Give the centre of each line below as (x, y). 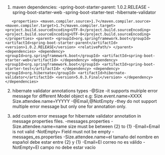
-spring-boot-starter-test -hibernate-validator (110, 12)
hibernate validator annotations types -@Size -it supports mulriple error (85, 91)
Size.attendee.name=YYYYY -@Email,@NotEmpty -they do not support (84, 101)
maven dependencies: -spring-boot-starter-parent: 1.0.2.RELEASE (79, 7)
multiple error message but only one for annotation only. (69, 106)
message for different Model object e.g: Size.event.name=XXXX (77, 96)
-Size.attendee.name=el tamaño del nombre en (111, 137)
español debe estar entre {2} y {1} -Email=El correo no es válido (77, 142)
